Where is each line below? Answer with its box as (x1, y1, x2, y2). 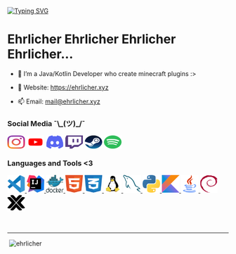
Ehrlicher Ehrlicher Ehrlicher (7, 32, 176, 47)
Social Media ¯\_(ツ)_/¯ (7, 118, 86, 128)
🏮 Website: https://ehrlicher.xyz (17, 83, 109, 91)
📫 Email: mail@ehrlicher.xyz (17, 97, 100, 106)
